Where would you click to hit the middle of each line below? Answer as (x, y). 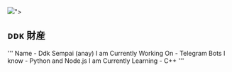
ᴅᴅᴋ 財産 (26, 36)
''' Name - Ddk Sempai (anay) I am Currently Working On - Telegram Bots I (116, 53)
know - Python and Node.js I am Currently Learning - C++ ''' (96, 61)
